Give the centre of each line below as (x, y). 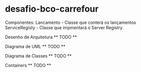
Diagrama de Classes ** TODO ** (38, 56)
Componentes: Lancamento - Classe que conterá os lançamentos (71, 22)
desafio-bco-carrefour (52, 9)
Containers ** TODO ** (28, 65)
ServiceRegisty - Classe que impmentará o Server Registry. (64, 27)
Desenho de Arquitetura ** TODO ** (41, 37)
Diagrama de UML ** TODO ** (35, 46)
